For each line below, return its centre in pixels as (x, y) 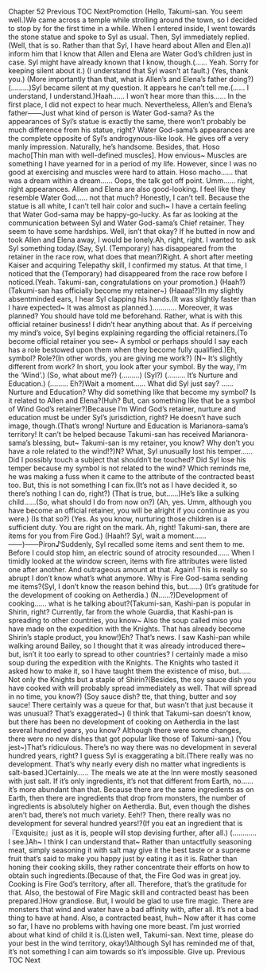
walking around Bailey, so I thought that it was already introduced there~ (127, 645)
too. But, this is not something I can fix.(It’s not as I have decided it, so (123, 485)
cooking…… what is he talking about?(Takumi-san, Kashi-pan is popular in (130, 603)
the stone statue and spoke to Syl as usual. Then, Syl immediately (116, 37)
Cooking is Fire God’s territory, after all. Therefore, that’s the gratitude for (128, 884)
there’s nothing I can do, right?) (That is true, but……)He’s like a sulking (124, 493)
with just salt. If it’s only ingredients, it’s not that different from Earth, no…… (131, 781)
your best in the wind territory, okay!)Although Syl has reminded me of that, (132, 943)
